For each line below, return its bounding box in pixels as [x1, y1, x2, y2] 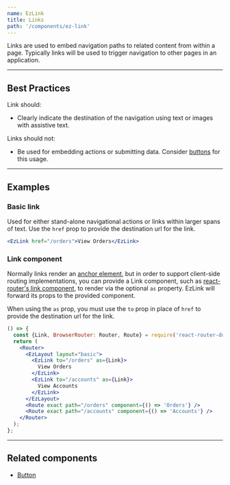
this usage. [16, 155, 49, 163]
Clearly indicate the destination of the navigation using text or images [16, 114, 214, 122]
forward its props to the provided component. [7, 292, 136, 300]
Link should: [7, 101, 42, 109]
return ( [13, 338, 38, 345]
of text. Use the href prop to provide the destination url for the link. [7, 224, 196, 233]
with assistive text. [16, 121, 70, 129]
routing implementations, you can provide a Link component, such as [7, 277, 202, 285]
